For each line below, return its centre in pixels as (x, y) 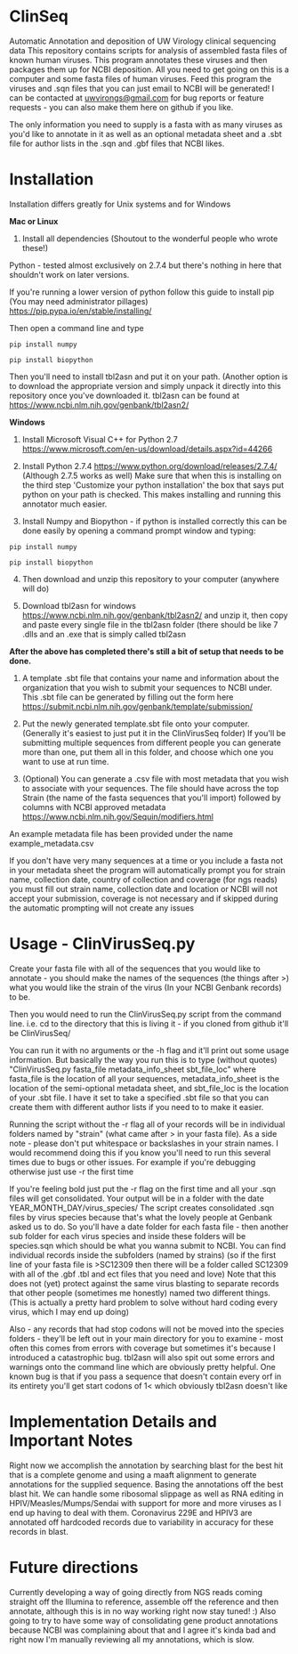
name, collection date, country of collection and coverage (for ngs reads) (143, 880)
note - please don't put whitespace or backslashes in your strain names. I (144, 1143)
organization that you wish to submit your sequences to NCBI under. (147, 687)
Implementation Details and (113, 1422)
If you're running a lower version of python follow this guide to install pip (141, 292)
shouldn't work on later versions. (69, 274)
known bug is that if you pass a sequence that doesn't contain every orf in (145, 1376)
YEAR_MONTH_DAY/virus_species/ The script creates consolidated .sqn (141, 1207)
